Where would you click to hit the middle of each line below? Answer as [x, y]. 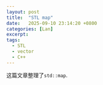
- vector [23, 52]
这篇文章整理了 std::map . [37, 75]
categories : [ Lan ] [30, 29]
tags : [13, 40]
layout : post [23, 12]
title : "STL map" [30, 18]
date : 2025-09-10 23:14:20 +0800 [52, 23]
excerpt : [17, 35]
